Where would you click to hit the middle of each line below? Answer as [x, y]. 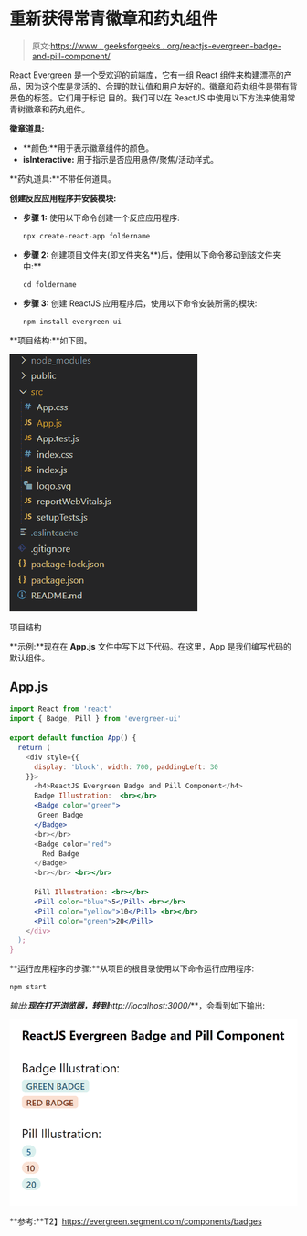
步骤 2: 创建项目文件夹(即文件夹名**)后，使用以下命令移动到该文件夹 [152, 254]
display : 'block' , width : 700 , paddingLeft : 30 [126, 767]
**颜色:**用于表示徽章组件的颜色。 [88, 148]
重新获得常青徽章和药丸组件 [114, 19]
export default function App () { [73, 738]
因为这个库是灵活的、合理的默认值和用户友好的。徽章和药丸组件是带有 [157, 86]
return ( [34, 747]
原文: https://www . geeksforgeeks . [98, 46]
